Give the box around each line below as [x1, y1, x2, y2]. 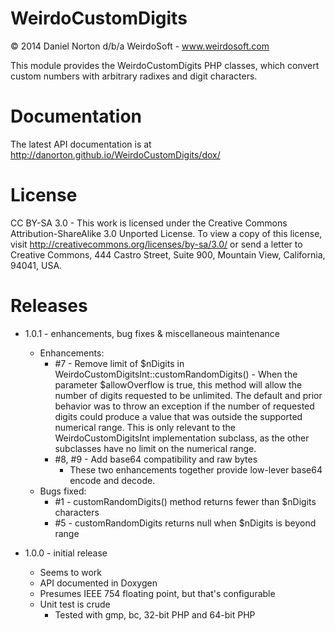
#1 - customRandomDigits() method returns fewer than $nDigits [54, 495, 317, 507]
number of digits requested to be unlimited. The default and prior [54, 389, 323, 401]
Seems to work [39, 566, 103, 578]
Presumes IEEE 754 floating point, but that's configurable [39, 587, 276, 599]
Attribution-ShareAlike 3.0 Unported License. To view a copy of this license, [10, 227, 323, 239]
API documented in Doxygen [39, 577, 158, 589]
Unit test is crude [39, 598, 111, 610]
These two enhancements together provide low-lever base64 [69, 463, 323, 476]
